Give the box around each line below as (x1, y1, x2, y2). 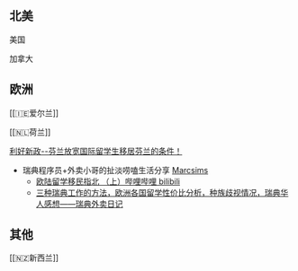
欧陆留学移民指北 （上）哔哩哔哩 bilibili (35, 176, 180, 187)
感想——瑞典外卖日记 (43, 198, 123, 209)
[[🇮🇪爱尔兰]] (9, 107, 59, 118)
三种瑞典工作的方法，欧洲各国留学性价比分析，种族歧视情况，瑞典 (35, 187, 281, 197)
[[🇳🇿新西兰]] (9, 252, 59, 263)
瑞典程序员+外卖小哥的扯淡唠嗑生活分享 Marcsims (22, 164, 209, 175)
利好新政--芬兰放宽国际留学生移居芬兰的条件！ (9, 145, 183, 156)
